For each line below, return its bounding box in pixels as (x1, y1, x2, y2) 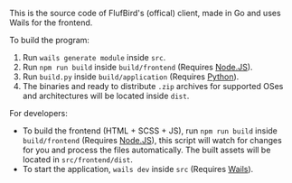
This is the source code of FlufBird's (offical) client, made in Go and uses (9, 8, 282, 18)
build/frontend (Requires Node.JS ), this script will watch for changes (22, 135, 282, 145)
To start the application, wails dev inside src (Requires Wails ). (22, 164, 254, 174)
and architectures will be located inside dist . (22, 90, 190, 101)
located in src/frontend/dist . (22, 154, 134, 165)
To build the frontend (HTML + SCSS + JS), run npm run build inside (22, 125, 278, 136)
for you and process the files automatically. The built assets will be (22, 144, 271, 155)
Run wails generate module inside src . (22, 52, 166, 62)
